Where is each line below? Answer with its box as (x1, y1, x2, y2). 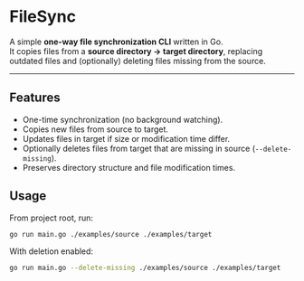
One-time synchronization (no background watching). (22, 114, 223, 125)
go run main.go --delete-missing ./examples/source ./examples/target (9, 264, 281, 273)
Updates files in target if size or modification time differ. (22, 133, 231, 144)
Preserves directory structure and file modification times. (22, 162, 236, 173)
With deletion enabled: (9, 246, 93, 257)
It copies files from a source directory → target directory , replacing (9, 45, 263, 56)
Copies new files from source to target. (22, 124, 169, 135)
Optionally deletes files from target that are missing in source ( (22, 143, 256, 154)
